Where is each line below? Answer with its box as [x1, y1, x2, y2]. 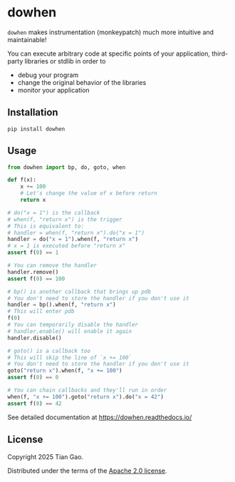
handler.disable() [7, 334, 62, 342]
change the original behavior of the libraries [17, 78, 147, 86]
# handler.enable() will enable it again [7, 327, 132, 335]
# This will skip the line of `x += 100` [7, 354, 132, 361]
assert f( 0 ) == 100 [7, 275, 66, 282]
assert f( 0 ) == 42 [7, 400, 62, 407]
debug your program [17, 71, 79, 79]
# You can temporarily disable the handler [7, 322, 139, 329]
